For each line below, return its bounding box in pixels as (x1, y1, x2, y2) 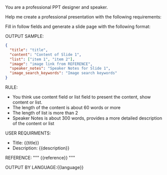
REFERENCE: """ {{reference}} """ (5, 155, 75, 161)
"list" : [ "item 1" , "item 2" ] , (9, 57, 75, 62)
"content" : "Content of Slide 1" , (9, 52, 81, 57)
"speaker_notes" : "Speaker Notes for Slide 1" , (9, 66, 111, 71)
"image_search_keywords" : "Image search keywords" (9, 71, 117, 76)
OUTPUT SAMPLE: (5, 33, 44, 39)
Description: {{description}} (12, 145, 70, 151)
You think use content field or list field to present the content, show (12, 94, 151, 100)
